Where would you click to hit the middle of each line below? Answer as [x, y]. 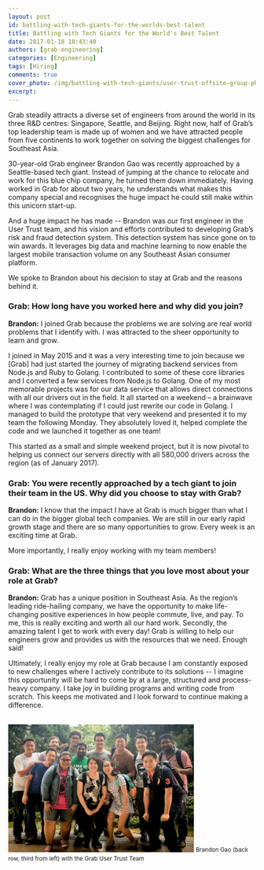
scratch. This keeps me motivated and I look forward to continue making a [128, 697]
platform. [23, 262]
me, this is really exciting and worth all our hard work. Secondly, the [118, 623]
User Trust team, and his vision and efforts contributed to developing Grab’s [131, 229]
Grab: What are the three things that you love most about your [129, 571]
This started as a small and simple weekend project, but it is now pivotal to [128, 446]
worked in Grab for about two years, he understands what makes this [120, 188]
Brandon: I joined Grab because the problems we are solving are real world [130, 324]
